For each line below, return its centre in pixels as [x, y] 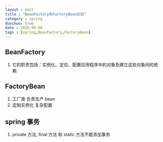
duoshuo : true [20, 23]
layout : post [20, 10]
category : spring [24, 19]
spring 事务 [23, 122]
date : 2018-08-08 [24, 28]
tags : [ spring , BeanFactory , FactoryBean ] [48, 32]
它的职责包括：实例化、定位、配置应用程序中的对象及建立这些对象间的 [83, 65]
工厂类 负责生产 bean [34, 99]
